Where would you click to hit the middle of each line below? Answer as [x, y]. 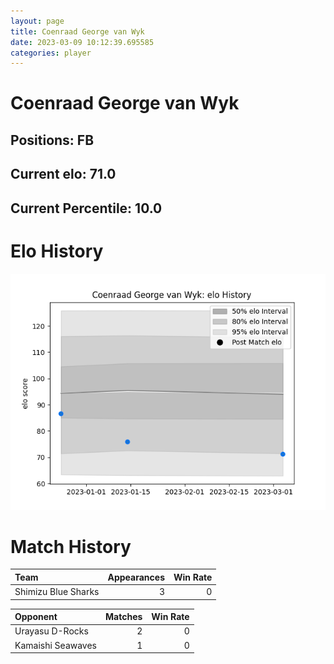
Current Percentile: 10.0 [86, 208]
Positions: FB [52, 140]
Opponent [36, 617]
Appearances [136, 577]
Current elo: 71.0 [63, 174]
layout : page [37, 21]
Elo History [57, 251]
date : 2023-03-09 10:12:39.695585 [82, 42]
